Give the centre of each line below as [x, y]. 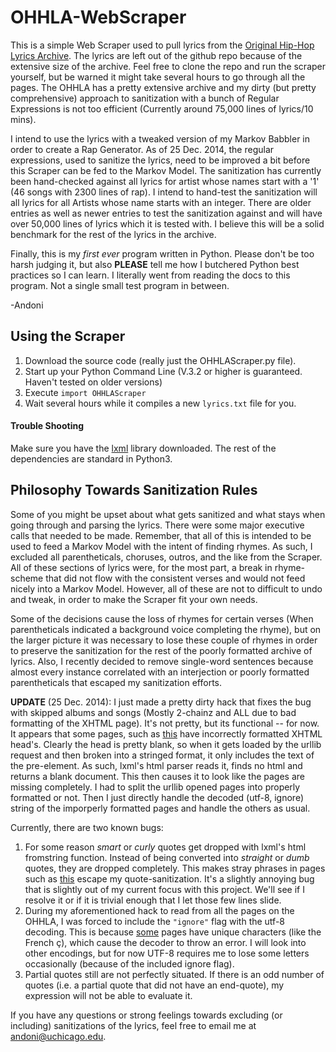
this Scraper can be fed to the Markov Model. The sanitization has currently [166, 170]
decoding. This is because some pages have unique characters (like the [173, 932]
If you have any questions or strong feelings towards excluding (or [146, 1015]
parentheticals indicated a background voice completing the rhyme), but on [166, 629]
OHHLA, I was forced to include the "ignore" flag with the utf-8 [154, 921]
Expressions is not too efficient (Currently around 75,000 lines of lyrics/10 [162, 108]
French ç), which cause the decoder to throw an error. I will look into [165, 942]
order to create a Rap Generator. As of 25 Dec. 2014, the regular [142, 149]
